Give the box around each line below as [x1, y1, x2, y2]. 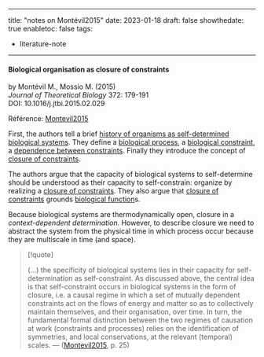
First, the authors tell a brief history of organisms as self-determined [8, 129, 229, 138]
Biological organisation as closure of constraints [8, 64, 170, 74]
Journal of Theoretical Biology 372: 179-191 [8, 90, 149, 100]
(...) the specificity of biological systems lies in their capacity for [27, 265, 236, 275]
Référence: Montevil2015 [8, 114, 89, 123]
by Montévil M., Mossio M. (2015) [8, 82, 116, 91]
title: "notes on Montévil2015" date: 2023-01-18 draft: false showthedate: [8, 16, 244, 24]
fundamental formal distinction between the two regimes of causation [27, 315, 253, 325]
